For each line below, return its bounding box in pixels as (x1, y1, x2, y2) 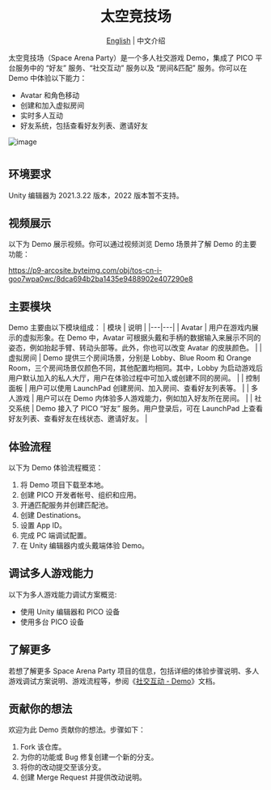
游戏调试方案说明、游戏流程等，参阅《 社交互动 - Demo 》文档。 (8, 676, 220, 686)
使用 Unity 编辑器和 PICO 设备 (19, 606, 120, 616)
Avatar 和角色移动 (19, 90, 79, 100)
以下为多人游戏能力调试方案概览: (8, 589, 117, 599)
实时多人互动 (19, 110, 63, 120)
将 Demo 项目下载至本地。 (19, 479, 108, 490)
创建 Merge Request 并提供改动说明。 (19, 772, 147, 782)
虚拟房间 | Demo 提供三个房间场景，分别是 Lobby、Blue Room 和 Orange (8, 353, 252, 363)
